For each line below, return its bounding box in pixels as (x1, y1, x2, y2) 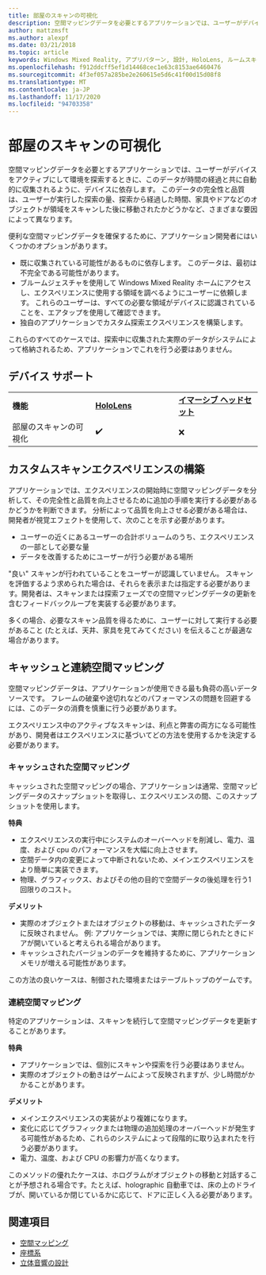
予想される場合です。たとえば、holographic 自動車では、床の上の (21, 1180, 236, 1190)
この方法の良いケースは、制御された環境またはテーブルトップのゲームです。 (8, 975, 256, 984)
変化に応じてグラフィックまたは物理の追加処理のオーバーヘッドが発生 (19, 1123, 249, 1133)
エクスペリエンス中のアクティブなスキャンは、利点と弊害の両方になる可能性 (8, 720, 256, 729)
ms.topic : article (8, 48, 69, 56)
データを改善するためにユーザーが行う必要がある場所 (19, 551, 194, 561)
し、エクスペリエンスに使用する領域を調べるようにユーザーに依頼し (19, 288, 241, 298)
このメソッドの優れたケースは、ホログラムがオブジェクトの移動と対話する (8, 1170, 251, 1180)
